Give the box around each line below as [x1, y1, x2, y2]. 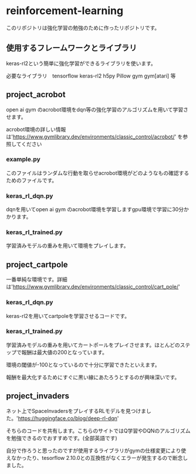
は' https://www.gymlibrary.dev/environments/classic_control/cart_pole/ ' [6, 283, 181, 290]
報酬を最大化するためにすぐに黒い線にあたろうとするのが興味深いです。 [6, 374, 180, 381]
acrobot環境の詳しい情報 [6, 126, 66, 133]
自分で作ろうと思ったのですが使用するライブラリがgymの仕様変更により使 [6, 447, 187, 454]
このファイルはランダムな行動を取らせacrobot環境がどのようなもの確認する [6, 169, 190, 177]
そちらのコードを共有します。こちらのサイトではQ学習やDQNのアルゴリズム [6, 427, 191, 434]
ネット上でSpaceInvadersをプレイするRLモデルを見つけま [6, 407, 147, 414]
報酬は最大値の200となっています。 [21, 348, 107, 355]
